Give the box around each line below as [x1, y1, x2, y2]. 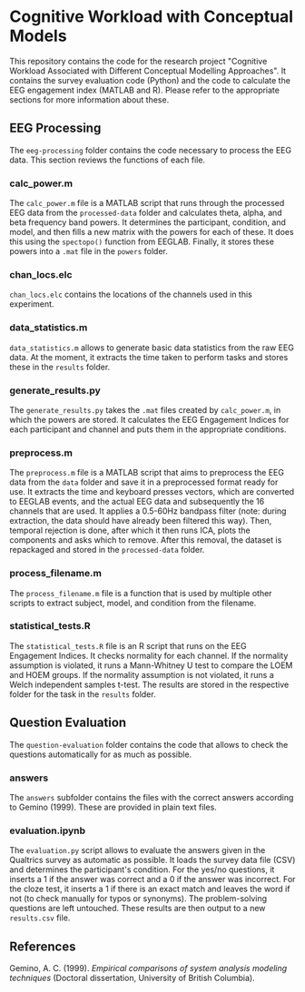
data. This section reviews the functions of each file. [9, 154, 206, 165]
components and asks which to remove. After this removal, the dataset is [9, 535, 282, 545]
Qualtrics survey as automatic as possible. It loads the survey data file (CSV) [9, 855, 296, 866]
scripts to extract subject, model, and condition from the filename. [9, 597, 257, 608]
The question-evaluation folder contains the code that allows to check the [9, 739, 289, 750]
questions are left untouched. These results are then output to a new [9, 903, 266, 914]
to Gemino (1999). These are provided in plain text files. [9, 801, 218, 812]
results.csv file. [9, 912, 71, 923]
